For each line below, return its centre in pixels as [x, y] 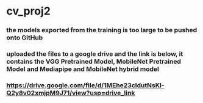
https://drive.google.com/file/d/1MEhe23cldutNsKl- [85, 85]
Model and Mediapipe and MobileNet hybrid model [83, 69]
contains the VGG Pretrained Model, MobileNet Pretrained [94, 62]
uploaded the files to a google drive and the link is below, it [95, 54]
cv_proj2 [28, 11]
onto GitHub [25, 38]
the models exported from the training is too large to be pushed [102, 30]
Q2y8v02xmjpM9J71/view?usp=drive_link [71, 93]
